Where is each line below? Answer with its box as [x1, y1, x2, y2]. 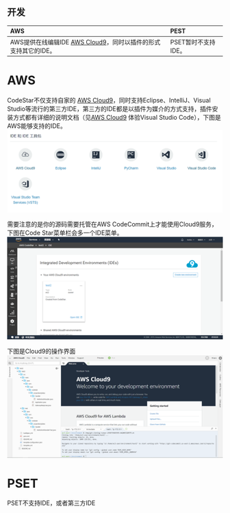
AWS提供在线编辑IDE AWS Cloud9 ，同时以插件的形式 [10, 38, 161, 46]
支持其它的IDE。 [10, 47, 56, 55]
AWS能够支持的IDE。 [7, 122, 66, 130]
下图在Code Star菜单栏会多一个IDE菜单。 [7, 228, 123, 237]
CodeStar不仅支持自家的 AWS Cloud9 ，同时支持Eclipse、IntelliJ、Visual [7, 96, 211, 104]
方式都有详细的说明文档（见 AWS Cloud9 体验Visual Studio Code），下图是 [12, 114, 221, 121]
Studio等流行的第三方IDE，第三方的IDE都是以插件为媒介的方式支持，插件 [7, 105, 212, 113]
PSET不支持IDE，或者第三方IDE [7, 499, 96, 508]
